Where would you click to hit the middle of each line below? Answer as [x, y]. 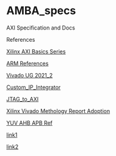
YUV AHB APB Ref [30, 123]
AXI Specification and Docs [41, 28]
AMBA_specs [41, 11]
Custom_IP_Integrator [34, 87]
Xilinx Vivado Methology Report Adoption [58, 111]
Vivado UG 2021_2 [30, 75]
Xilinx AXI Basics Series [36, 51]
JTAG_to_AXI [23, 99]
